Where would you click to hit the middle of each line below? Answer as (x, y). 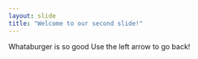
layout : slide (32, 16)
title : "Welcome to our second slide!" (76, 23)
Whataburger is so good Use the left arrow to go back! (99, 46)
